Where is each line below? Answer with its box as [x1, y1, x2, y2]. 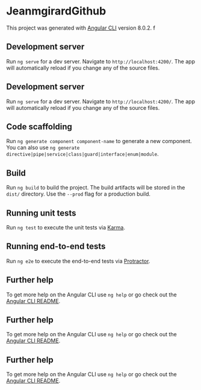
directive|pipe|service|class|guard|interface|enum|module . [6, 150, 159, 158]
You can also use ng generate [6, 144, 80, 152]
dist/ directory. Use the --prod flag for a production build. [6, 190, 150, 197]
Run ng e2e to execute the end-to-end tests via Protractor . [6, 257, 150, 264]
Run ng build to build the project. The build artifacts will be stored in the [6, 184, 185, 191]
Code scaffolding [6, 121, 72, 132]
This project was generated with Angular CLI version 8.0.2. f [6, 24, 155, 31]
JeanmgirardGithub [6, 4, 107, 18]
